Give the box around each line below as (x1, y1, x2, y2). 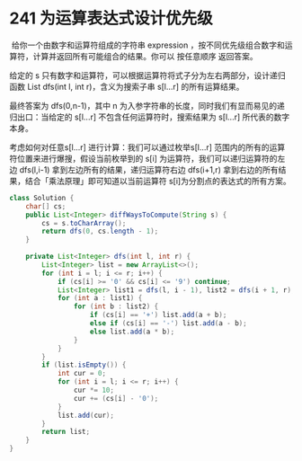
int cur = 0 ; (57, 369, 106, 378)
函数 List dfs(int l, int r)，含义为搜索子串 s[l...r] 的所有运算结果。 (9, 81, 244, 92)
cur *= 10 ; (73, 386, 115, 395)
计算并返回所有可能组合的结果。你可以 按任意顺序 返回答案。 (32, 50, 258, 61)
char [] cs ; (25, 201, 67, 211)
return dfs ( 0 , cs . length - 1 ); (41, 226, 159, 236)
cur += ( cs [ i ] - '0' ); (73, 394, 159, 403)
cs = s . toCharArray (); (41, 218, 127, 227)
